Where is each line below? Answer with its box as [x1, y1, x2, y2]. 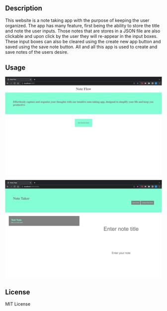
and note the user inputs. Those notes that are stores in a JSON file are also [5, 28, 161, 34]
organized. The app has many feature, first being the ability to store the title [5, 22, 160, 28]
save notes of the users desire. [5, 49, 69, 55]
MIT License [5, 301, 31, 307]
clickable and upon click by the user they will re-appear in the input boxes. [5, 33, 158, 39]
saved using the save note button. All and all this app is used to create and [5, 44, 158, 50]
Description [5, 4, 42, 12]
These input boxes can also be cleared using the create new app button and [5, 38, 161, 44]
